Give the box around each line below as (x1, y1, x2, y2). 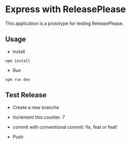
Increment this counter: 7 (12, 114, 65, 120)
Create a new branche (12, 104, 59, 110)
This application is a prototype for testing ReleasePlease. (5, 20, 124, 26)
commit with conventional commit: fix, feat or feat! (12, 124, 118, 130)
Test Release (5, 91, 47, 99)
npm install (5, 58, 30, 63)
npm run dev (5, 77, 30, 82)
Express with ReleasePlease (5, 4, 126, 15)
